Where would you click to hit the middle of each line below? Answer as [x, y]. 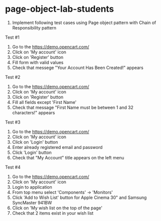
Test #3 [13, 122]
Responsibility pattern [34, 27]
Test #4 [13, 167]
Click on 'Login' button [35, 142]
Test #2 [13, 77]
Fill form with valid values [38, 62]
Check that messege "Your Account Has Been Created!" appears [78, 68]
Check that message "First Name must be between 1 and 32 [73, 107]
